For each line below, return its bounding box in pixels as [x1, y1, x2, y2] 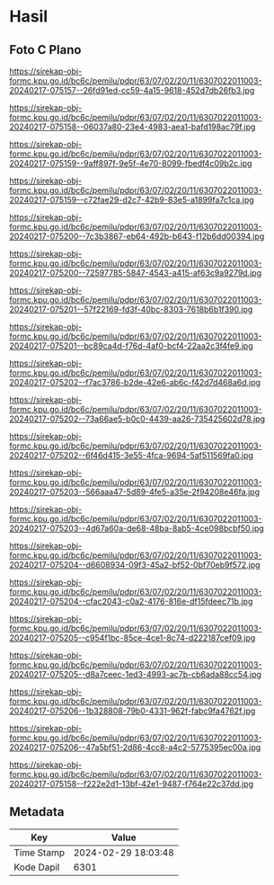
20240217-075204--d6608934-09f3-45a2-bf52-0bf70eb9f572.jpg [9, 560, 261, 570]
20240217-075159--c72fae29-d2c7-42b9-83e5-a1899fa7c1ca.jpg [9, 195, 254, 205]
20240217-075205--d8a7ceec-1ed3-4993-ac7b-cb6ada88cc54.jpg [9, 669, 262, 679]
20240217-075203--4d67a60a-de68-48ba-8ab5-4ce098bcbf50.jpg [9, 523, 265, 534]
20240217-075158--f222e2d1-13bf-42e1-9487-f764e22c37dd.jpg [9, 779, 254, 789]
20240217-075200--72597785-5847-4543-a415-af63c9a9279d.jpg [9, 268, 262, 278]
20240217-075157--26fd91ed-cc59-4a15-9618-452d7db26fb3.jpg [9, 85, 255, 95]
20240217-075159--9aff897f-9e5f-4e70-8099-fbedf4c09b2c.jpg [9, 158, 252, 168]
